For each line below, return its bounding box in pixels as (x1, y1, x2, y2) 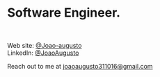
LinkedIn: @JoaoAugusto (7, 49, 79, 57)
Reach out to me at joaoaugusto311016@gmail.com (7, 62, 153, 70)
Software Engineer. (7, 5, 120, 21)
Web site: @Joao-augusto (7, 41, 82, 49)
